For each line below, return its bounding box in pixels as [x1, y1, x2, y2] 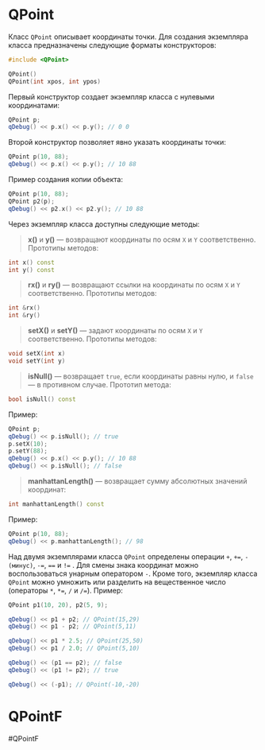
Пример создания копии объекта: [8, 175, 123, 185]
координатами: [8, 100, 60, 110]
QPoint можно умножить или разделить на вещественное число [8, 577, 226, 586]
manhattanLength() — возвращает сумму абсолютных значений [27, 476, 248, 486]
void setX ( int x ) [8, 350, 66, 358]
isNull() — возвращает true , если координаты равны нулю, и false [27, 371, 254, 381]
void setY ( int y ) [8, 357, 66, 365]
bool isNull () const [8, 395, 77, 403]
